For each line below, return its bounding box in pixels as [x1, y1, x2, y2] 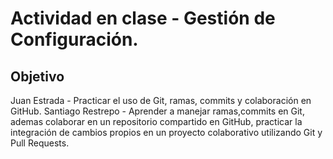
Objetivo [10, 68, 65, 85]
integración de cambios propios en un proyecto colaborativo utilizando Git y [10, 127, 323, 138]
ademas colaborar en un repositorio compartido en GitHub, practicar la [10, 116, 303, 127]
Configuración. [10, 28, 139, 51]
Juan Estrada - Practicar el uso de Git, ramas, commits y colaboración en [10, 95, 312, 106]
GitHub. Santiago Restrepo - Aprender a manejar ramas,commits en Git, [10, 105, 305, 117]
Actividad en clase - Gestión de [10, 7, 276, 30]
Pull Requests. [10, 137, 70, 149]
